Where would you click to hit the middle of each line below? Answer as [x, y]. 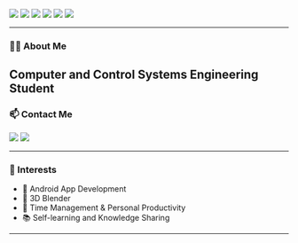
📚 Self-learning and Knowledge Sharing [96, 217]
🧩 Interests [33, 169]
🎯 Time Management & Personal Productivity [104, 208]
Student [32, 89]
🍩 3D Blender [46, 198]
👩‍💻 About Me [38, 46]
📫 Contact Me [41, 114]
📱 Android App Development [74, 188]
